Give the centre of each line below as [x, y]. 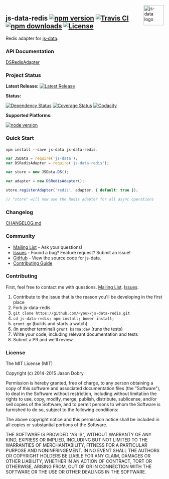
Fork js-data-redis [32, 307]
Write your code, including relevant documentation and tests [75, 334]
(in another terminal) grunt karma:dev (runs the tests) [68, 329]
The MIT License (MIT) [29, 363]
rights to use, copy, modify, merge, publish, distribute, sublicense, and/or [81, 399]
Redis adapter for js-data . [32, 38]
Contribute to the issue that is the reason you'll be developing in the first [88, 297]
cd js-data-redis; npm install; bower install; [63, 319]
